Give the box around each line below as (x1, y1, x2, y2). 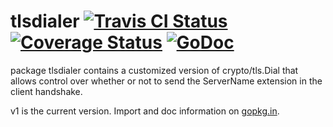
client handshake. (10, 85, 83, 97)
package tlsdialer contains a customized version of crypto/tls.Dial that (10, 64, 299, 76)
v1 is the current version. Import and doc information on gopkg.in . (10, 105, 280, 117)
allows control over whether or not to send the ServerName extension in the (10, 75, 323, 87)
